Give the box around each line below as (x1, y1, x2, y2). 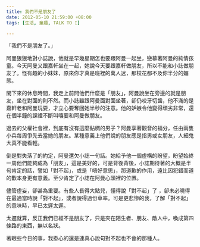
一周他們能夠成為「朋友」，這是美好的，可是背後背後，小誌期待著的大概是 (6, 160, 186, 167)
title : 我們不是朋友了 (6, 8, 57, 15)
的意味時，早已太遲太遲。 (6, 202, 69, 209)
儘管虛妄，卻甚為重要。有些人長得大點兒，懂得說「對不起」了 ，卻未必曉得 (6, 187, 190, 194)
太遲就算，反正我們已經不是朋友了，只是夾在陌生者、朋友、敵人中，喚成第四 (6, 215, 194, 222)
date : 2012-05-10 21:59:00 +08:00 (6, 14, 92, 20)
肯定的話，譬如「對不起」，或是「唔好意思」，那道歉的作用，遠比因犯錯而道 (11, 167, 194, 174)
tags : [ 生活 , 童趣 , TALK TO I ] (6, 20, 80, 26)
